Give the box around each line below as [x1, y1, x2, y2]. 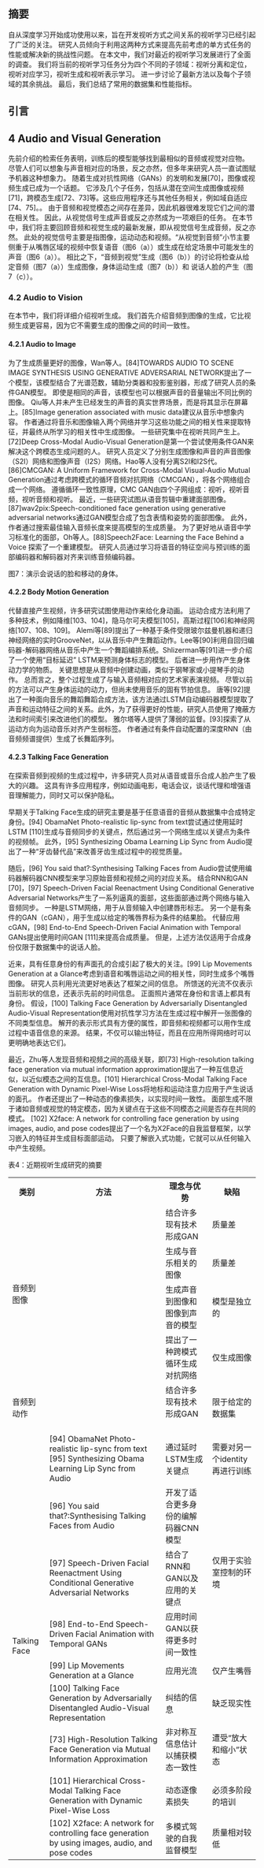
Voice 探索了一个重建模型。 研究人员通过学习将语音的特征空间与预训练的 [8, 542, 244, 552]
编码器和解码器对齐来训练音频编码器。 [14, 552, 139, 561]
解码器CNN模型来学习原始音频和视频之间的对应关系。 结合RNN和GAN [21, 873, 248, 883]
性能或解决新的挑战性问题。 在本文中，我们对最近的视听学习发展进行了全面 [8, 50, 251, 59]
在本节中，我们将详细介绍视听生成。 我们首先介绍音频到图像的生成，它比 [8, 311, 244, 321]
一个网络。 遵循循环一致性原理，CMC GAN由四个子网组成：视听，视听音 [14, 484, 250, 494]
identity [219, 1453, 248, 1464]
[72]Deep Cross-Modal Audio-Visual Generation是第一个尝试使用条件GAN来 [8, 437, 255, 446]
